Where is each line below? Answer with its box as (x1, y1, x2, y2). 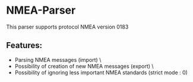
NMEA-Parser (6, 4, 76, 17)
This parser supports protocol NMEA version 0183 (6, 23, 129, 30)
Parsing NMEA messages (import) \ (14, 56, 102, 63)
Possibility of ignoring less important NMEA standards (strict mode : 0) (14, 69, 188, 76)
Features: (6, 40, 43, 51)
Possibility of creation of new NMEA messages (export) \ (14, 62, 154, 70)
